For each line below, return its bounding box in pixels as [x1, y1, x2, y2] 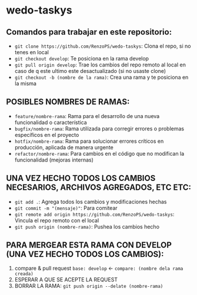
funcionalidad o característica [14, 119, 87, 126]
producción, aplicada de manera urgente [14, 143, 113, 150]
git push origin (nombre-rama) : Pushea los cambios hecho [14, 223, 160, 230]
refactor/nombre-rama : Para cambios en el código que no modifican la [14, 150, 185, 157]
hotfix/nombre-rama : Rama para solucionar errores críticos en [14, 138, 164, 145]
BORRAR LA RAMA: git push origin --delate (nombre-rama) [14, 283, 163, 290]
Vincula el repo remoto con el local [14, 217, 99, 224]
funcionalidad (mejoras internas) [14, 156, 94, 163]
